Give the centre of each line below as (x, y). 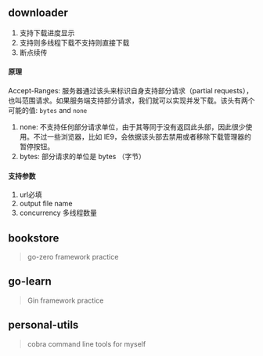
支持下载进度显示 (47, 33)
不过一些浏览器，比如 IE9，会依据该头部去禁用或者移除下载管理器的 (142, 137)
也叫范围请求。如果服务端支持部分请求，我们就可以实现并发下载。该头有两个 (131, 100)
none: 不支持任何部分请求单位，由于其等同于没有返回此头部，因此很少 (132, 127)
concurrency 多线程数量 (58, 213)
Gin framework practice (65, 300)
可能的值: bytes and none (48, 111)
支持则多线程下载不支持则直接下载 (74, 42)
